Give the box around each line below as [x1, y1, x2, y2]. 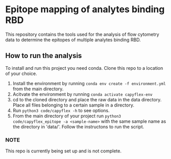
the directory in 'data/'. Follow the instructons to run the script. [12, 123, 144, 129]
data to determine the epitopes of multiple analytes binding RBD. [5, 37, 141, 43]
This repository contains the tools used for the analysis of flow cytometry [5, 31, 159, 37]
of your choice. [5, 70, 37, 76]
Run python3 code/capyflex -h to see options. [12, 107, 110, 113]
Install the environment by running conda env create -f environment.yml [12, 80, 166, 86]
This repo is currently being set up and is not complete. [5, 148, 121, 154]
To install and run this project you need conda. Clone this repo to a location [5, 65, 163, 71]
